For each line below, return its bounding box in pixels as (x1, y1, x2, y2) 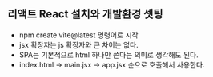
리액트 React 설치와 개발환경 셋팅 (7, 7, 163, 21)
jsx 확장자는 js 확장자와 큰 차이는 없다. (18, 40, 139, 49)
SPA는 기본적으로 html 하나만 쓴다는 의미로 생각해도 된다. (18, 50, 199, 60)
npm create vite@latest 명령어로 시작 (18, 30, 139, 40)
